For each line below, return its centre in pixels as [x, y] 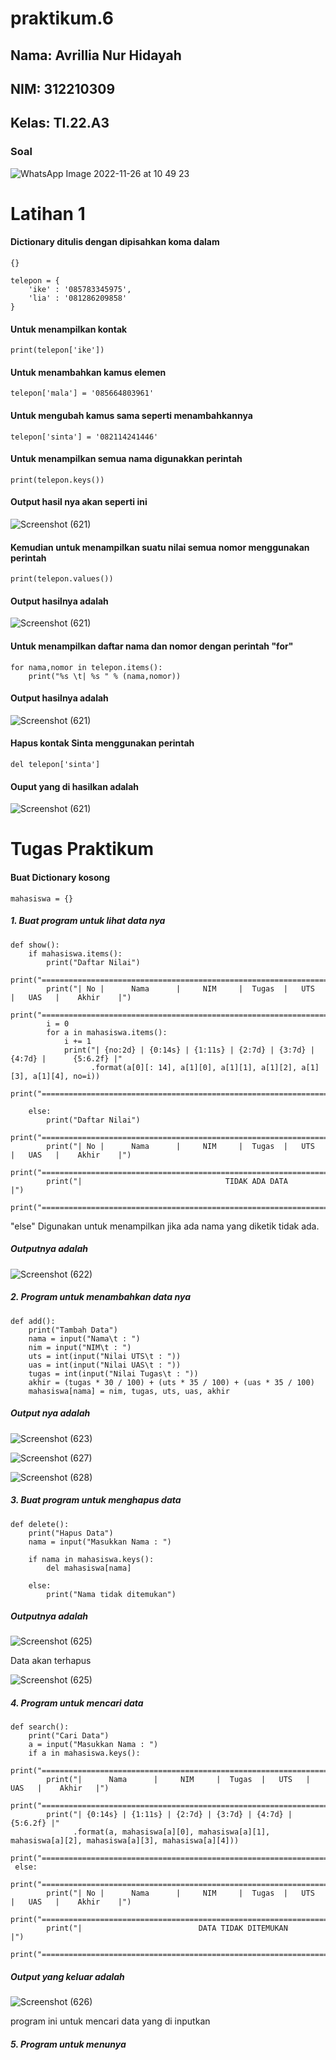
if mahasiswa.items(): [75, 953]
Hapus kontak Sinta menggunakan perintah [102, 743]
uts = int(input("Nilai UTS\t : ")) [105, 1356]
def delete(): [40, 1524]
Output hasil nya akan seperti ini [79, 502]
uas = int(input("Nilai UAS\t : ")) [105, 1365]
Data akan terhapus [51, 1661]
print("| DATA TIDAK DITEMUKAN [167, 1928]
